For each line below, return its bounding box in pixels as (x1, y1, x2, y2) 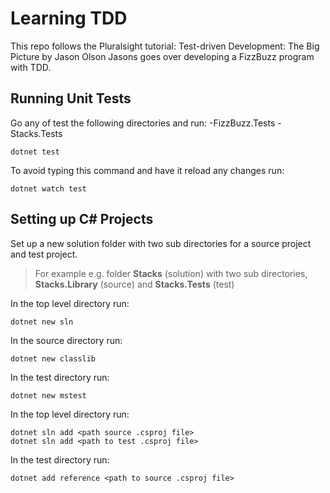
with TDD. (10, 61, 52, 73)
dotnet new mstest (10, 390, 87, 401)
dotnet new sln (10, 317, 74, 327)
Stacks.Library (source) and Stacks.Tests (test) (34, 278, 235, 290)
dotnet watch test (10, 183, 87, 194)
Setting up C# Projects (10, 211, 154, 228)
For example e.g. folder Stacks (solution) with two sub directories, (34, 267, 308, 279)
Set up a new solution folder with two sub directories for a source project (10, 237, 312, 249)
